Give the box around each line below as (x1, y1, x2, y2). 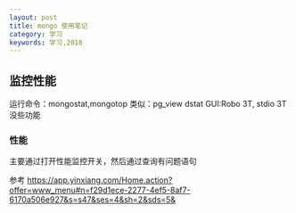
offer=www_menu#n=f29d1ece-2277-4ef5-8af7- (9, 184, 191, 196)
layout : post (9, 12, 58, 22)
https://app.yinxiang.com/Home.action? (26, 175, 173, 185)
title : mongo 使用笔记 (9, 21, 88, 30)
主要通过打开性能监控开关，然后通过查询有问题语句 (9, 156, 197, 167)
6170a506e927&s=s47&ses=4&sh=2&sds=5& (9, 194, 177, 205)
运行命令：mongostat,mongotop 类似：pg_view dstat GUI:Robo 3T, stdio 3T (9, 99, 287, 110)
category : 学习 (9, 29, 63, 38)
